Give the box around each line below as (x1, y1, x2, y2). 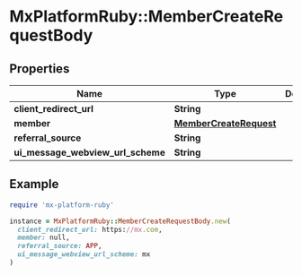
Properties (9, 61, 70, 76)
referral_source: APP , (17, 242, 102, 251)
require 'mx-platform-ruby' (9, 200, 115, 210)
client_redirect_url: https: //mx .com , (17, 225, 164, 234)
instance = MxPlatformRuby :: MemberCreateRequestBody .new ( (9, 217, 231, 226)
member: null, (17, 233, 70, 243)
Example (9, 176, 59, 192)
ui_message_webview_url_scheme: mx (17, 250, 151, 259)
